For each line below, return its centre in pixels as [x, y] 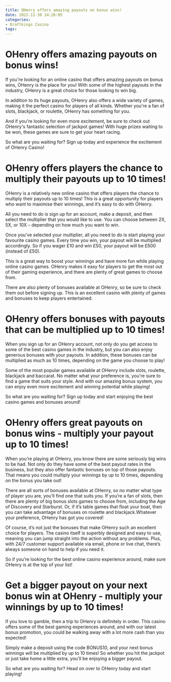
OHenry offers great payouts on [74, 423]
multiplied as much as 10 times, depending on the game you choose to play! [85, 360]
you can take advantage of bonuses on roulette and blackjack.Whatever [81, 512]
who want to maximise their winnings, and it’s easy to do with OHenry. [79, 204]
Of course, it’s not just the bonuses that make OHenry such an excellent [81, 527]
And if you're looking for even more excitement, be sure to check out [78, 121]
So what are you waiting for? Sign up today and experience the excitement [84, 142]
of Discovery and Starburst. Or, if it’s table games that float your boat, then [84, 507]
